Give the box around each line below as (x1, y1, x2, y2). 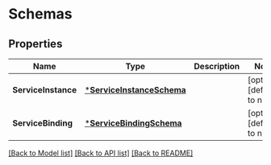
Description (194, 61, 240, 72)
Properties (8, 37, 63, 51)
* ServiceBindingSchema (84, 118, 182, 129)
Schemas (8, 5, 73, 23)
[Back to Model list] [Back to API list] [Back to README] (8, 148, 194, 158)
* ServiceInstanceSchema (84, 85, 187, 95)
